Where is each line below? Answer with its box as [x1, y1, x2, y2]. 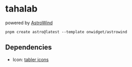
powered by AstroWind [5, 20, 53, 26]
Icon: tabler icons [12, 56, 49, 62]
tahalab [5, 3, 38, 15]
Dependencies [5, 43, 52, 52]
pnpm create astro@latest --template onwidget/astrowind [5, 29, 127, 34]
